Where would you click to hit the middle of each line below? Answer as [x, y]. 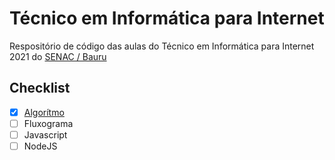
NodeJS [40, 146]
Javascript [45, 134]
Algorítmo [44, 112]
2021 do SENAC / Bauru [58, 56]
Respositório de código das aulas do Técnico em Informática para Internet [162, 46]
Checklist [40, 88]
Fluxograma [48, 123]
